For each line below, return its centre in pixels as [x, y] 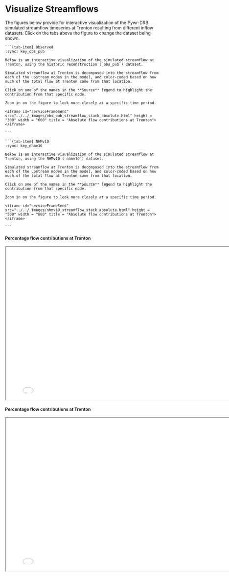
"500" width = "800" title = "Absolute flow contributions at [70, 214]
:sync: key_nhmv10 [24, 145]
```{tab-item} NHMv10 [27, 141]
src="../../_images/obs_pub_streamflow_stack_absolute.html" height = [79, 116]
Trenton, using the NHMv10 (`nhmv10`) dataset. [55, 158]
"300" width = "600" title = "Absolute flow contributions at [70, 120]
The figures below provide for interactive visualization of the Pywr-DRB [77, 23]
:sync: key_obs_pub [25, 51]
